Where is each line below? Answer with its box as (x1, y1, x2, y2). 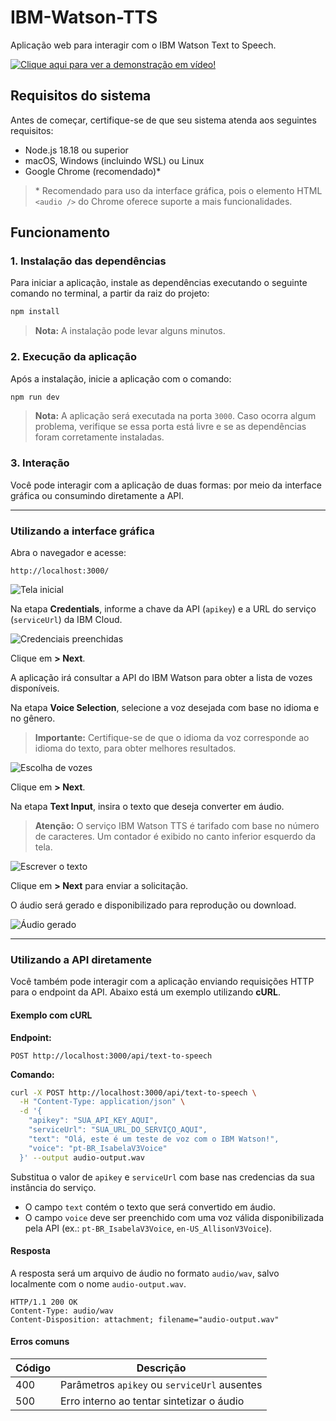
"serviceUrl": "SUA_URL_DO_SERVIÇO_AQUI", (28, 1125, 208, 1135)
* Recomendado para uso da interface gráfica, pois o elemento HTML (34, 184, 323, 196)
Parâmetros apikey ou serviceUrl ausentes (60, 1377, 263, 1391)
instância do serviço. (10, 1181, 97, 1193)
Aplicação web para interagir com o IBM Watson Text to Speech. (10, 39, 277, 51)
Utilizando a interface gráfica (10, 524, 155, 538)
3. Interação (10, 456, 70, 470)
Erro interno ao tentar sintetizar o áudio (60, 1394, 245, 1408)
